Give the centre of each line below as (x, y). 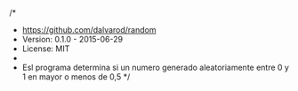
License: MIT (46, 49)
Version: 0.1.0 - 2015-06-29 (72, 39)
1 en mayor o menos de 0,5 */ (76, 77)
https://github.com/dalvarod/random (89, 30)
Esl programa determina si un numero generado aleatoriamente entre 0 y (155, 67)
